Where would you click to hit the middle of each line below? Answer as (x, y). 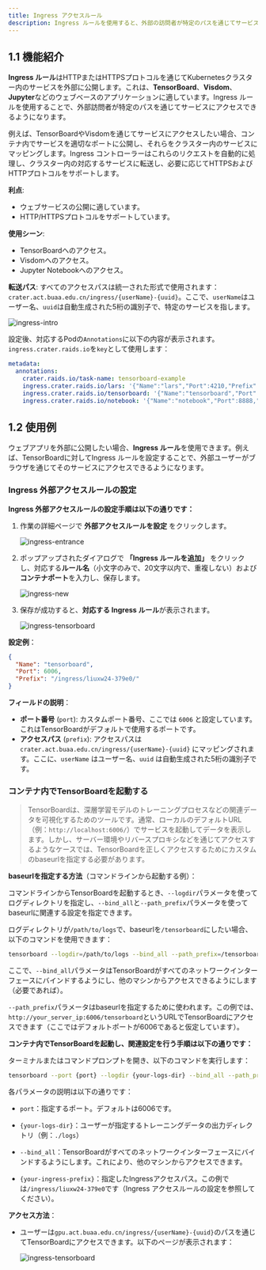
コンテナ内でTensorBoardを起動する (78, 790)
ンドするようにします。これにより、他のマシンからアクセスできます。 (133, 1162)
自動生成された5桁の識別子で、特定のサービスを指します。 (159, 307)
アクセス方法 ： (32, 1215)
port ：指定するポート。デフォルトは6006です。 (97, 1109)
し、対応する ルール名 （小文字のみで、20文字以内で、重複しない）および (138, 567)
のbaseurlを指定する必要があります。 (88, 859)
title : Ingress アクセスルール (55, 15)
